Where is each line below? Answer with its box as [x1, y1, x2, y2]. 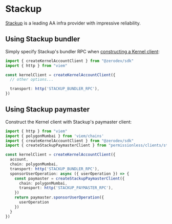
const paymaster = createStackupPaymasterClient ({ [14, 176, 125, 181]
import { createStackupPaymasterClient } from [5, 143, 106, 148]
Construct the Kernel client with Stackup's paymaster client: [5, 119, 132, 125]
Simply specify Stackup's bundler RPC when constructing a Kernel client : [5, 48, 160, 54]
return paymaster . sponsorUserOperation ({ [14, 195, 104, 200]
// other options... [10, 77, 54, 82]
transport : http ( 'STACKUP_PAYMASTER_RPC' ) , [18, 185, 114, 191]
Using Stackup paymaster [5, 105, 90, 114]
